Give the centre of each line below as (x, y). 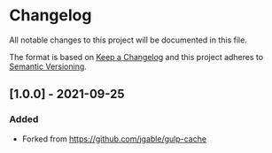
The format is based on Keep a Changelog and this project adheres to (136, 57)
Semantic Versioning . (48, 66)
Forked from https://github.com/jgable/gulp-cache (114, 139)
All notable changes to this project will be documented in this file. (128, 40)
